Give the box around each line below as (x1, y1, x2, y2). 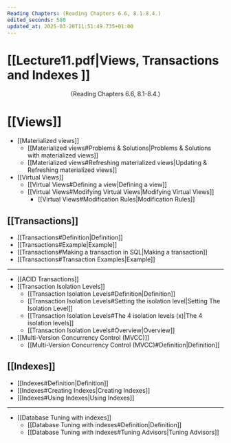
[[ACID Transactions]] (16, 275, 79, 283)
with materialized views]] (27, 151, 98, 160)
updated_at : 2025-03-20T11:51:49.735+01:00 (7, 23, 134, 30)
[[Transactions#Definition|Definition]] (16, 233, 123, 241)
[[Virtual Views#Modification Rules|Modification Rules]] (37, 195, 195, 204)
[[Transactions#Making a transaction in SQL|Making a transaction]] (16, 248, 208, 257)
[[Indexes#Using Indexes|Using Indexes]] (16, 393, 135, 402)
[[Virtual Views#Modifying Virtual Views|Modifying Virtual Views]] (27, 188, 214, 196)
